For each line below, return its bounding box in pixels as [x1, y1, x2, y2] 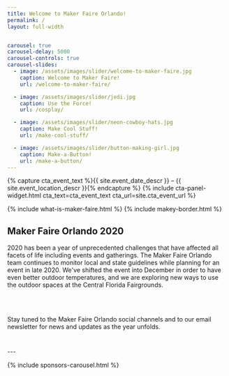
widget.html [7, 191, 42, 200]
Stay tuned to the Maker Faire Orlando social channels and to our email [7, 315, 212, 324]
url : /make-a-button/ [20, 158, 82, 165]
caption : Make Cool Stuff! [20, 126, 98, 133]
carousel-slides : [7, 61, 58, 68]
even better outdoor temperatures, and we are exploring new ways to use [7, 273, 219, 282]
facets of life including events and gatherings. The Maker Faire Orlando [7, 251, 212, 260]
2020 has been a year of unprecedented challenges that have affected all [7, 243, 219, 252]
